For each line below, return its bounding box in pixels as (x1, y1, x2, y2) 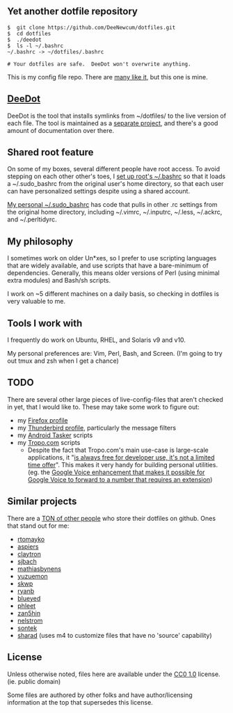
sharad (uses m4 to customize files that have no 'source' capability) (17, 631, 212, 639)
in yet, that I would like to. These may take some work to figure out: (7, 402, 200, 411)
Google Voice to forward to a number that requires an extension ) (27, 475, 213, 483)
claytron (17, 549, 42, 558)
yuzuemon (17, 572, 49, 580)
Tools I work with (7, 317, 83, 329)
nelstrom (17, 616, 43, 625)
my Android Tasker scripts (17, 431, 93, 439)
